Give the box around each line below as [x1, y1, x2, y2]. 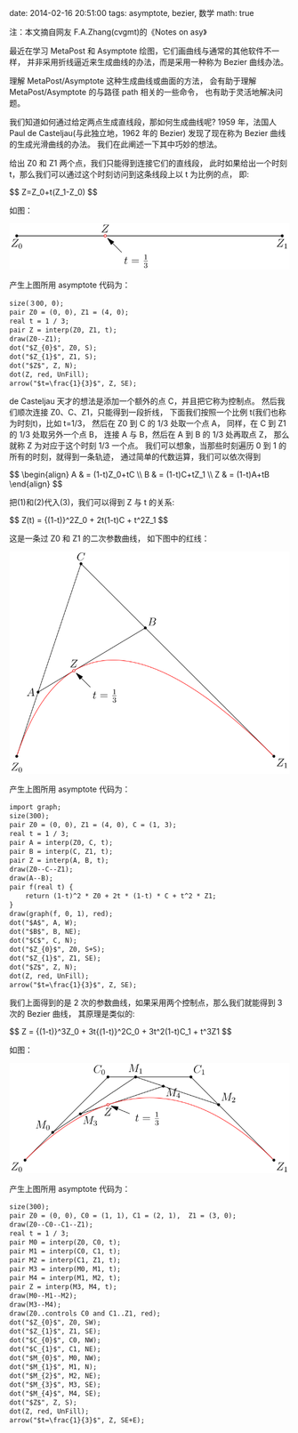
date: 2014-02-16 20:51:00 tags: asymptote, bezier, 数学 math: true [9, 8, 254, 18]
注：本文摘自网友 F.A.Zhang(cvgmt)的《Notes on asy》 [9, 27, 207, 37]
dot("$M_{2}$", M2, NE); [9, 1371, 101, 1381]
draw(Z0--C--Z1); [9, 865, 74, 874]
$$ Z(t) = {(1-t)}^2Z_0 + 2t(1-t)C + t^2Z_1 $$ [9, 514, 169, 525]
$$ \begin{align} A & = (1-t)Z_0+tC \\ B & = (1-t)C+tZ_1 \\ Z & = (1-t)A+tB [9, 469, 270, 479]
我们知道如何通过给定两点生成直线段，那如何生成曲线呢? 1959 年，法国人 [9, 117, 278, 127]
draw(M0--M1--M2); [9, 1291, 77, 1300]
